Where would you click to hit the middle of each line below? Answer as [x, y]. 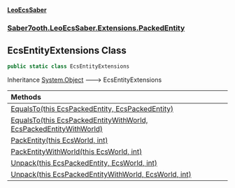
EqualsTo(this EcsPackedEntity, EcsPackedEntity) [92, 109]
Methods [26, 97]
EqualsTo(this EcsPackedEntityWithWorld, [79, 120]
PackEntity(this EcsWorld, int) [59, 140]
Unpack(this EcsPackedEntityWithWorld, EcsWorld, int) [101, 175]
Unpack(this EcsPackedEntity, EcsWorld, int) [84, 163]
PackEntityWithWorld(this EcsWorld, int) [76, 152]
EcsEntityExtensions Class [67, 50]
